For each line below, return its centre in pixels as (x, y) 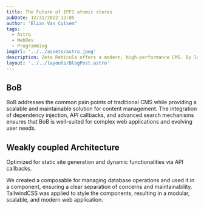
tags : (13, 29)
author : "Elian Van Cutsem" (42, 23)
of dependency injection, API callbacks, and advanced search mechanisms (100, 115)
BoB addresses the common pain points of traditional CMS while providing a (102, 102)
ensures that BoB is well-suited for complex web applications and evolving (100, 122)
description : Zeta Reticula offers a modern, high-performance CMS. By (99, 57)
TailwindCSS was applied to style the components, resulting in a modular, (98, 193)
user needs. (21, 128)
